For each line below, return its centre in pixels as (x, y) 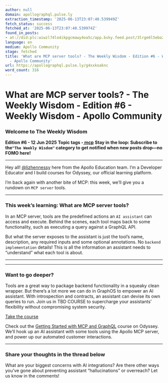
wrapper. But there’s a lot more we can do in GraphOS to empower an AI (79, 291)
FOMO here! (18, 153)
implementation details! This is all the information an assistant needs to (78, 247)
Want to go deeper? (29, 275)
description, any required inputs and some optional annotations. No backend (83, 242)
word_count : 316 (22, 70)
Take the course (22, 317)
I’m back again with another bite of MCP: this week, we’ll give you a (74, 182)
